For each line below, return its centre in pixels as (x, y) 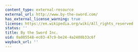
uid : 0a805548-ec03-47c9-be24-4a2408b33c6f (51, 38)
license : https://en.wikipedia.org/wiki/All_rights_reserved (69, 24)
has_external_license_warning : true (43, 19)
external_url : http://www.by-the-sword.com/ (52, 14)
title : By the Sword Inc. (32, 33)
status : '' (16, 28)
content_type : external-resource (39, 10)
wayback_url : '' (22, 42)
